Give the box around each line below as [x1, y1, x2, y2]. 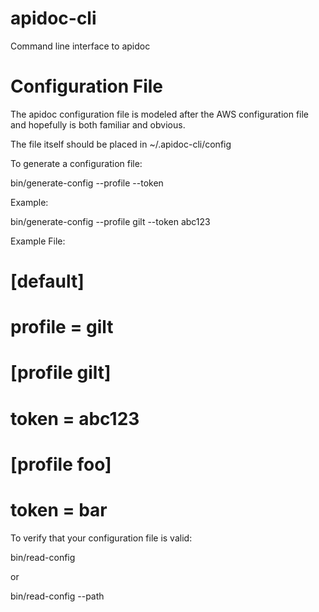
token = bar [10, 499, 108, 521]
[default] [10, 270, 85, 293]
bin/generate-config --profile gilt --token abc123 [10, 215, 211, 227]
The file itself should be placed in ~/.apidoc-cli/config [10, 138, 232, 150]
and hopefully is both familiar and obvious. [10, 118, 186, 131]
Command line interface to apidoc [10, 40, 151, 52]
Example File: [10, 235, 66, 247]
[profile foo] [10, 453, 112, 476]
